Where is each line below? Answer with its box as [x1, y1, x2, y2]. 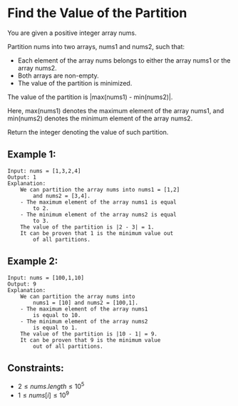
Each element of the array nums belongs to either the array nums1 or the [17, 56, 231, 65]
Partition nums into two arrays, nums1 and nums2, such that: [7, 42, 185, 51]
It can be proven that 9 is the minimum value [20, 336, 161, 343]
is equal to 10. [33, 311, 81, 318]
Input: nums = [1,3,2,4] [7, 167, 81, 175]
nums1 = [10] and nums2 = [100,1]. [33, 299, 139, 306]
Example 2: [7, 255, 58, 268]
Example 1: [7, 148, 56, 161]
